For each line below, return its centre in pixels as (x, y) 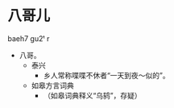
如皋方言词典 (52, 85)
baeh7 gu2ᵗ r (29, 38)
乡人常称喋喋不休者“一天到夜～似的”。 (106, 75)
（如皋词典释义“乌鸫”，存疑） (92, 95)
